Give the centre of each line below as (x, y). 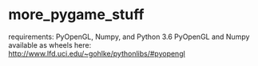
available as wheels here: (50, 45)
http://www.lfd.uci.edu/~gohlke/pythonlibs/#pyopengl (97, 53)
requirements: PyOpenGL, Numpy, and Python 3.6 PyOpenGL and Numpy (129, 37)
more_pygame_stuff (76, 15)
